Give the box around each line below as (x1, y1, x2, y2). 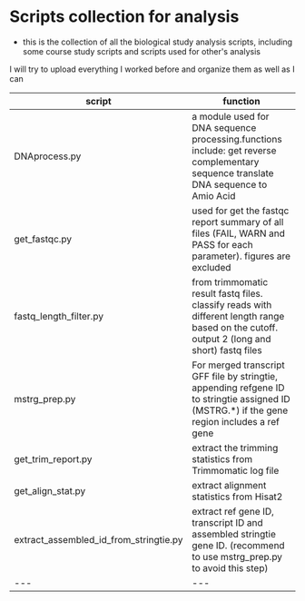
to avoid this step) (192, 561, 269, 574)
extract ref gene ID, (192, 505, 275, 517)
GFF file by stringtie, (192, 369, 279, 382)
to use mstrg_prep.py (192, 550, 283, 563)
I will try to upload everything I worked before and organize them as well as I (9, 64, 295, 74)
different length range (192, 310, 285, 322)
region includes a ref (192, 415, 280, 428)
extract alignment (192, 478, 267, 491)
